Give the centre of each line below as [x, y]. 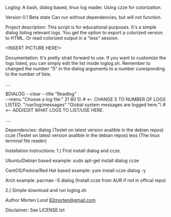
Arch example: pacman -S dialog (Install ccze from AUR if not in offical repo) [86, 180]
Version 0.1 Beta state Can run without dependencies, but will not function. [84, 17]
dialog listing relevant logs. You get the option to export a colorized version [84, 32]
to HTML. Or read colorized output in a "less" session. [62, 38]
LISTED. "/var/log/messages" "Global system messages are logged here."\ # [86, 105]
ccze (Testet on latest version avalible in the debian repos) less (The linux [82, 135]
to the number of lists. [29, 74]
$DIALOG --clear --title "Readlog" [41, 94]
